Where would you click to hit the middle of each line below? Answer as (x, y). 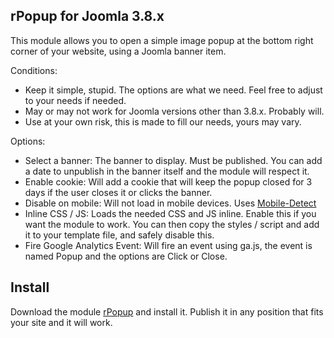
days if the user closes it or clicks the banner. (118, 192)
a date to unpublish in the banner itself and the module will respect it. (167, 171)
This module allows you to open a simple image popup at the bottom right (162, 40)
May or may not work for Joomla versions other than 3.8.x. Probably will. (174, 111)
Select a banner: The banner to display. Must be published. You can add (173, 160)
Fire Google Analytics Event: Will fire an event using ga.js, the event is (168, 245)
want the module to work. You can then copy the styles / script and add (172, 224)
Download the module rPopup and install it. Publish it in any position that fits (167, 311)
